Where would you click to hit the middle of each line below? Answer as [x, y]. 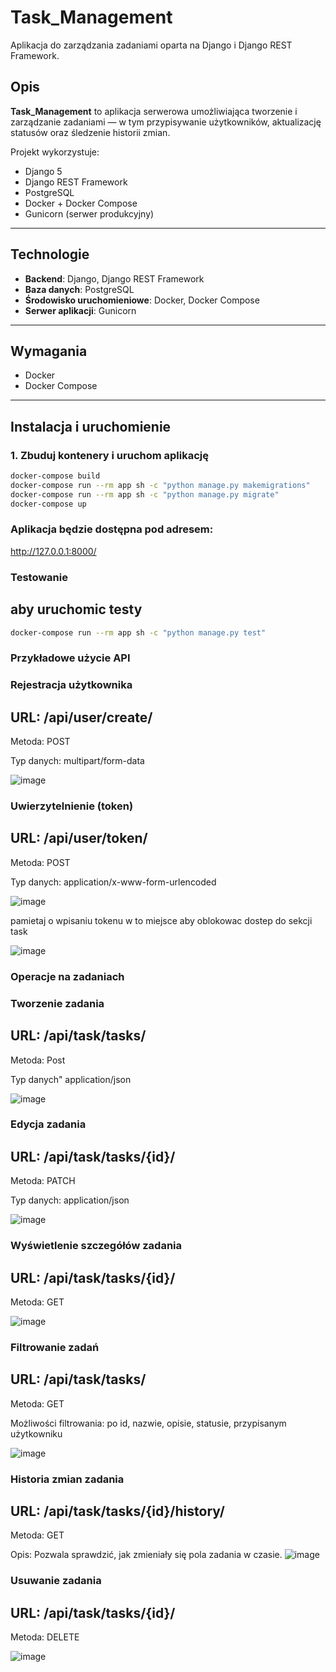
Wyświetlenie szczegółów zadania [96, 1246]
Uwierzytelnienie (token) [72, 806]
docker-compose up [48, 504]
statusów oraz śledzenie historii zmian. [90, 132]
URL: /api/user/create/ [81, 717]
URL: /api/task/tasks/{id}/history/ [117, 1511]
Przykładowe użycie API [70, 658]
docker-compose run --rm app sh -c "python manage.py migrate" [145, 494]
